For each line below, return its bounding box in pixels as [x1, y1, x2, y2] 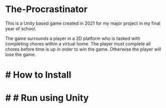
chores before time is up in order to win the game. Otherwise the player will [5, 46, 161, 52]
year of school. [5, 25, 37, 31]
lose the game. [5, 51, 36, 58]
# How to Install [5, 69, 71, 81]
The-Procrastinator [5, 4, 88, 15]
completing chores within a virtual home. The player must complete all [5, 40, 151, 46]
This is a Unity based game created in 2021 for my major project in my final [5, 20, 161, 26]
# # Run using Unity [5, 92, 89, 104]
